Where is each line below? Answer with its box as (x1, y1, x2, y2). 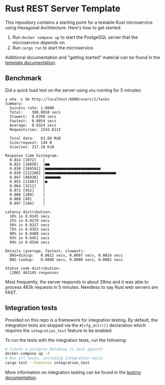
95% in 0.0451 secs (9, 235, 50, 240)
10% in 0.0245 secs (9, 214, 50, 219)
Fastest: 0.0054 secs (9, 118, 56, 123)
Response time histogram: (5, 153, 58, 158)
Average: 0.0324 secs (9, 122, 56, 128)
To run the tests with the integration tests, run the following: (5, 337, 127, 343)
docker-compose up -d (5, 351, 50, 356)
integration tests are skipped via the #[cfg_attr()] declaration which (5, 322, 146, 328)
